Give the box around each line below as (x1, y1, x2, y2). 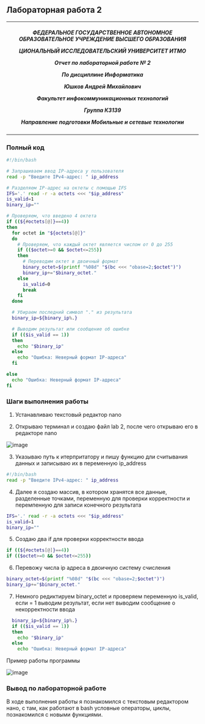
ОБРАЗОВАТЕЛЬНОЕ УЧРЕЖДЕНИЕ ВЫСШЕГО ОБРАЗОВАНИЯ (18, 35, 187, 43)
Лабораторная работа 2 (6, 5, 103, 15)
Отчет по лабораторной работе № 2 (54, 59, 151, 67)
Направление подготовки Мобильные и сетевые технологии (21, 119, 184, 126)
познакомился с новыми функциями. (6, 711, 103, 718)
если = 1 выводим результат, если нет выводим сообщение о (15, 599, 176, 606)
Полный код (6, 143, 45, 152)
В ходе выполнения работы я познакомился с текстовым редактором (6, 698, 189, 706)
